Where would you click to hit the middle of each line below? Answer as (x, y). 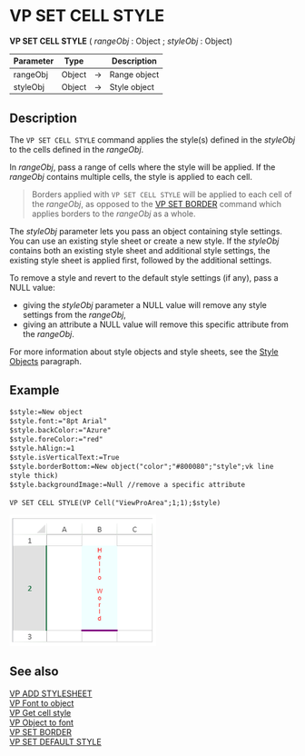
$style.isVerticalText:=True (64, 458)
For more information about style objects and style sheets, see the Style (144, 352)
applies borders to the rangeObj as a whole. (114, 214)
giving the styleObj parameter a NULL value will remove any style (145, 305)
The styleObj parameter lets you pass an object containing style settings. (146, 232)
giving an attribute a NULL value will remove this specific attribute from (155, 324)
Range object (134, 75)
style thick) (34, 476)
